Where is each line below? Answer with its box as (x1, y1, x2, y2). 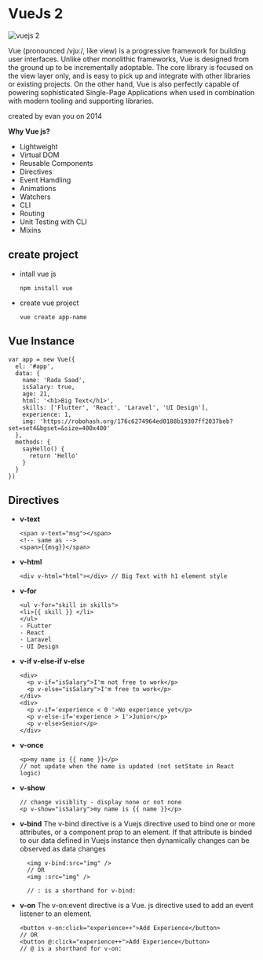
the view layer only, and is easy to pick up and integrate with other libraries (8, 71, 251, 80)
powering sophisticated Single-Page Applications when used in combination (8, 87, 255, 97)
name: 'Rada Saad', (22, 376, 86, 384)
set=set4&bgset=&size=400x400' (8, 424, 111, 432)
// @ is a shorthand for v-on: (19, 945, 122, 953)
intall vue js (19, 269, 57, 278)
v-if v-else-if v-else (19, 657, 85, 666)
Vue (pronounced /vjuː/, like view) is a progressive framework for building (8, 46, 246, 55)
